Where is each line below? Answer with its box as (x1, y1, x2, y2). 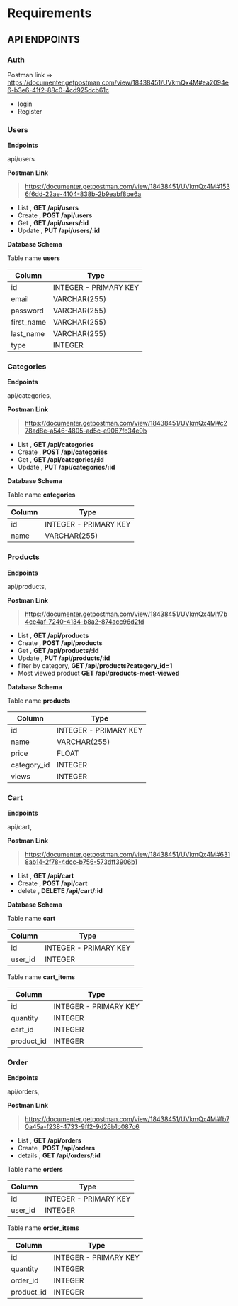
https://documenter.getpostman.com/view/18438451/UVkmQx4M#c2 (24, 419, 228, 428)
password (11, 306, 44, 315)
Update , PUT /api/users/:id (17, 226, 101, 235)
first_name (11, 318, 47, 328)
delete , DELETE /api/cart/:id (17, 887, 103, 895)
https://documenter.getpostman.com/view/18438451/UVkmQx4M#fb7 (24, 1115, 230, 1123)
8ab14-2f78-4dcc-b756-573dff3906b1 (24, 858, 138, 866)
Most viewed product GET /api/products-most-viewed (17, 669, 180, 677)
